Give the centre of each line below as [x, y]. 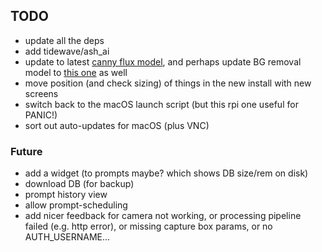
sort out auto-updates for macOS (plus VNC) [117, 125]
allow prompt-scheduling [76, 205]
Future [26, 151]
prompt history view [66, 195]
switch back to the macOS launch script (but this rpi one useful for [161, 104]
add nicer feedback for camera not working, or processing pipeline [163, 216]
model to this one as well [76, 72]
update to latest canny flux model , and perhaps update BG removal [163, 61]
